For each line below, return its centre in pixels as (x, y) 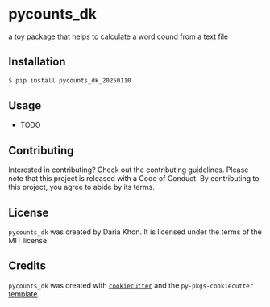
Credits (27, 266)
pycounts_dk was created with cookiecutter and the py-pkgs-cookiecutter (131, 285)
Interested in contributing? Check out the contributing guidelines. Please (129, 170)
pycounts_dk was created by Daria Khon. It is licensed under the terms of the (135, 232)
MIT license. (29, 241)
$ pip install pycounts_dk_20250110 (70, 80)
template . (24, 294)
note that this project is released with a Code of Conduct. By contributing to (134, 179)
